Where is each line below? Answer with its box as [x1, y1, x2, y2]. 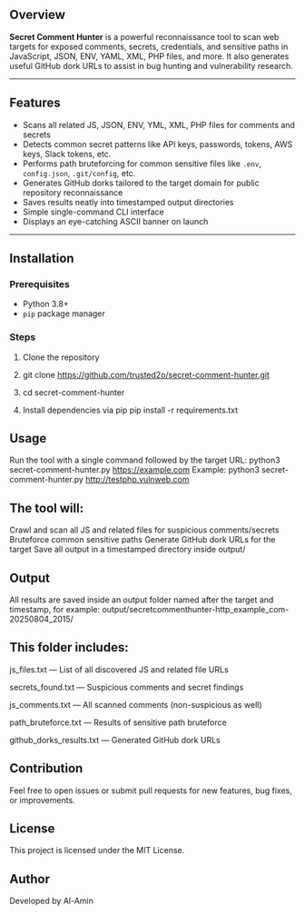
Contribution [9, 761, 84, 776]
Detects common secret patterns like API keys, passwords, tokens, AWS [22, 138, 293, 149]
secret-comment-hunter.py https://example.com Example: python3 [9, 464, 261, 475]
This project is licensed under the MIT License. [9, 845, 185, 856]
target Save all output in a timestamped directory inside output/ [9, 544, 246, 555]
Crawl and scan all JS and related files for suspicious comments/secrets [9, 524, 280, 535]
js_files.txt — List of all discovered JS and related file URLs [9, 663, 229, 675]
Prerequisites [9, 277, 70, 290]
